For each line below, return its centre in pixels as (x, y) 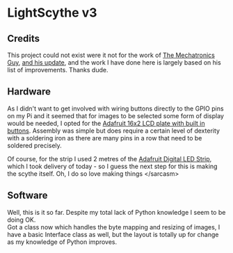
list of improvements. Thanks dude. (58, 70)
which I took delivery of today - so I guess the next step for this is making (112, 166)
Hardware (29, 92)
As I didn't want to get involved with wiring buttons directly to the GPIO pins (115, 108)
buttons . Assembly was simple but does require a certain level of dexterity (114, 131)
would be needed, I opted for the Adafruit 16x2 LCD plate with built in (106, 123)
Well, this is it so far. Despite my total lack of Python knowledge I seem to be (116, 212)
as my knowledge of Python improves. (62, 242)
